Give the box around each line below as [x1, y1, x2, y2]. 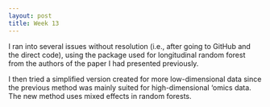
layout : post [8, 11, 52, 20]
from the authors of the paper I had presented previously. [8, 58, 199, 68]
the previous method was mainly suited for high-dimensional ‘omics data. [8, 82, 251, 93]
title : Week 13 [8, 19, 60, 27]
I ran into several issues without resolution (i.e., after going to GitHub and [8, 41, 251, 51]
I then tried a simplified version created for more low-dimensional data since [8, 74, 262, 84]
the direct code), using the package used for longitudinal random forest [8, 50, 246, 60]
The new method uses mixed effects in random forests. [8, 91, 192, 101]
